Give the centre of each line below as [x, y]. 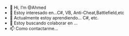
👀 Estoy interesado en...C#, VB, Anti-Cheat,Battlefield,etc [67, 13]
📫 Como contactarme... [34, 28]
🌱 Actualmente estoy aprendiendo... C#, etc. [54, 18]
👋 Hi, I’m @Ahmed [28, 8]
